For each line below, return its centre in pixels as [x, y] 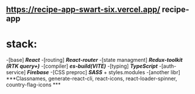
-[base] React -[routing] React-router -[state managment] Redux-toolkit [94, 60]
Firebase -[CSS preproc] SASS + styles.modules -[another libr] [104, 72]
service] [16, 72]
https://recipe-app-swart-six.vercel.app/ [83, 10]
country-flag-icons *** [33, 85]
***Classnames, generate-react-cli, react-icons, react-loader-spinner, [92, 79]
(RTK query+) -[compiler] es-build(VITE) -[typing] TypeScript [82, 66]
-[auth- [168, 66]
